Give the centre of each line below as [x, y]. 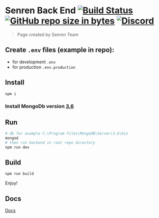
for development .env [34, 62]
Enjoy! [12, 183]
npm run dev [17, 147]
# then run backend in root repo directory [50, 142]
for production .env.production [44, 67]
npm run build [20, 174]
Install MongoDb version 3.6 [40, 107]
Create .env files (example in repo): [60, 50]
